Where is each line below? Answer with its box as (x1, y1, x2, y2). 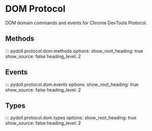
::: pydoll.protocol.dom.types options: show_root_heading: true (5, 115, 137, 121)
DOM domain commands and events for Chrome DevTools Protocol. (5, 20, 147, 26)
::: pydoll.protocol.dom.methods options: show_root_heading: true (5, 48, 143, 54)
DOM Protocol (5, 3, 66, 15)
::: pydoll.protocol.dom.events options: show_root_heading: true (5, 81, 139, 88)
